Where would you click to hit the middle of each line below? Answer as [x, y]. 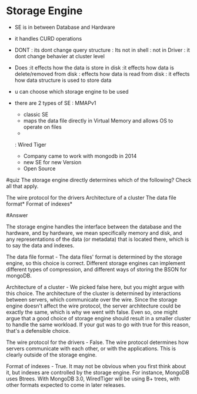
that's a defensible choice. [38, 330]
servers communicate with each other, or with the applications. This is [91, 348]
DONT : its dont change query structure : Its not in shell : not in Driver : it [102, 50]
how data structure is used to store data [63, 80]
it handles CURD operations [48, 38]
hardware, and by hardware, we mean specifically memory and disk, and [94, 233]
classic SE [36, 114]
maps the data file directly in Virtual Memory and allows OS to [98, 120]
